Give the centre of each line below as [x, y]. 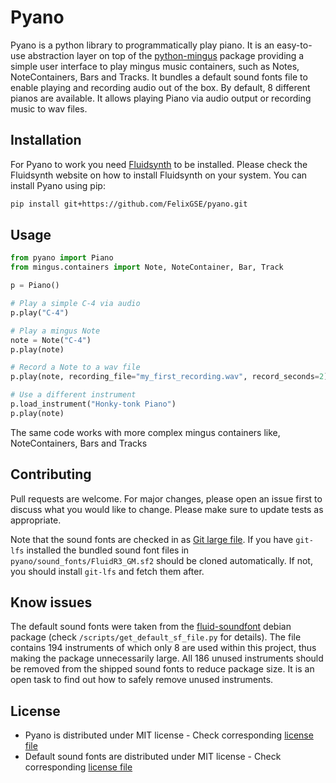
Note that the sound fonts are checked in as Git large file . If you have [152, 539]
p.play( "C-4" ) [40, 312]
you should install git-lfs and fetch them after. [107, 571]
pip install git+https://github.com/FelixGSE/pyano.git [129, 204]
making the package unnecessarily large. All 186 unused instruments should [167, 658]
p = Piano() [35, 286]
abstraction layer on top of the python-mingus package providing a [166, 55]
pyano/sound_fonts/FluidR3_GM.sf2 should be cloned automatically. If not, [161, 560]
